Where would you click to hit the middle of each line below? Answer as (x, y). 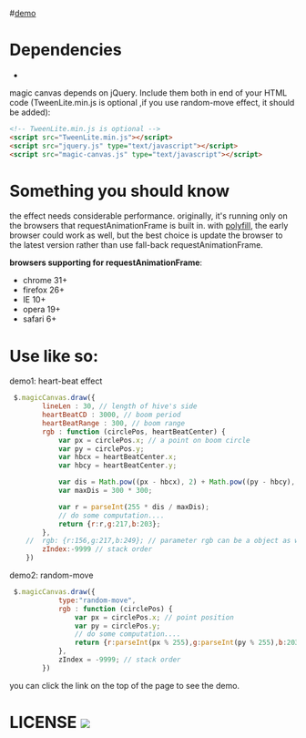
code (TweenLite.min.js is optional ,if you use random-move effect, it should (152, 102)
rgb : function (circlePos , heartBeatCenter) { (134, 432)
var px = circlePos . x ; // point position (154, 617)
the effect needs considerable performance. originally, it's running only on (149, 216)
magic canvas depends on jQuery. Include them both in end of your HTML (148, 92)
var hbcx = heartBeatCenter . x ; (117, 457)
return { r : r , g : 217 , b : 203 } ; (109, 524)
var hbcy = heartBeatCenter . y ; (117, 466)
